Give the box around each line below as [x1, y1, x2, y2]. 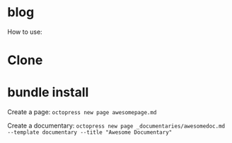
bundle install [7, 85, 89, 101]
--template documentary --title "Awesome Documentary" [7, 129, 173, 136]
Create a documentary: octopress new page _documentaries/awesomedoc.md [7, 121, 226, 130]
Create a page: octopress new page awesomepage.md [7, 108, 157, 116]
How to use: [7, 27, 42, 36]
